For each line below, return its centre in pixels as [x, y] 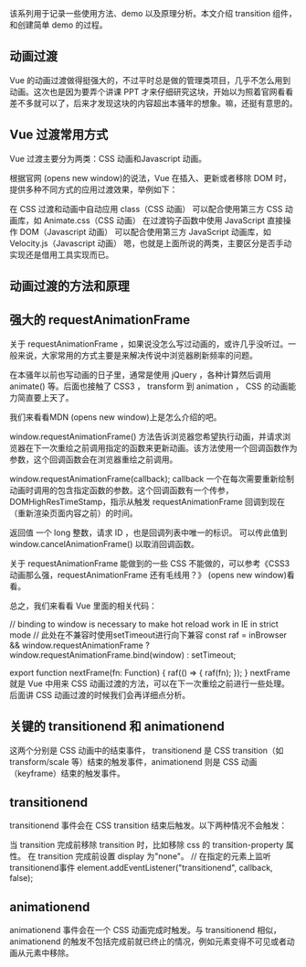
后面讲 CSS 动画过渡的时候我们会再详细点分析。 [100, 694]
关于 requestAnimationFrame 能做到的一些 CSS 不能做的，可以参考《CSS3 [150, 563]
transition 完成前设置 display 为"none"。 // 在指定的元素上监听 [154, 856]
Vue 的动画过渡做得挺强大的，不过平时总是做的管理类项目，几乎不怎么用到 [150, 80]
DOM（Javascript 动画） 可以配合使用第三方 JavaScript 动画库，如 [146, 231]
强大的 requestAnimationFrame [100, 320]
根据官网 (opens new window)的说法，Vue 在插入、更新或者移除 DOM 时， [151, 177]
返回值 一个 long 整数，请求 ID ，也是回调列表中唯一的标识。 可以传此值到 [148, 532]
